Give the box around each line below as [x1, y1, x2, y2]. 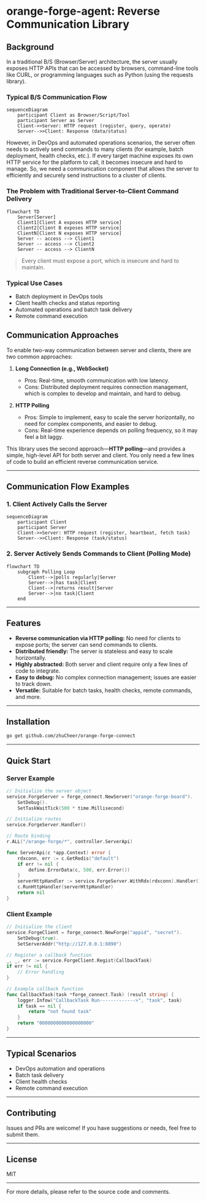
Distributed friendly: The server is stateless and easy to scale [15, 647, 173, 655]
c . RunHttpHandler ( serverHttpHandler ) [17, 884, 114, 890]
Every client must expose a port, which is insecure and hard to [21, 257, 180, 265]
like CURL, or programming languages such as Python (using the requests [6, 71, 194, 78]
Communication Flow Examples [6, 482, 130, 492]
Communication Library [6, 17, 130, 31]
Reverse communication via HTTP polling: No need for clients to [15, 634, 181, 642]
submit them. [6, 1130, 40, 1138]
